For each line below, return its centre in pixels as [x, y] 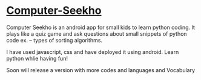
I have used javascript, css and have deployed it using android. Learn [93, 52]
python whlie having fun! [37, 58]
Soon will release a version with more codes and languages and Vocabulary [101, 70]
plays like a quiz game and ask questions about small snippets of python [97, 33]
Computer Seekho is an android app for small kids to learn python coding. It [101, 27]
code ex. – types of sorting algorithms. [54, 40]
